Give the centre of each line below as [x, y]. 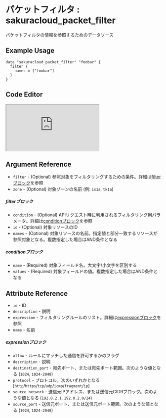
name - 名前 [24, 330]
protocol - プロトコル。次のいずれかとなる [56, 380]
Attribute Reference [37, 294]
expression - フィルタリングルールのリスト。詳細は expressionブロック [85, 318]
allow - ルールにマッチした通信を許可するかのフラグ [66, 356]
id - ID [20, 305]
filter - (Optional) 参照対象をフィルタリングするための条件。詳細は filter [87, 177]
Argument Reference [39, 164]
